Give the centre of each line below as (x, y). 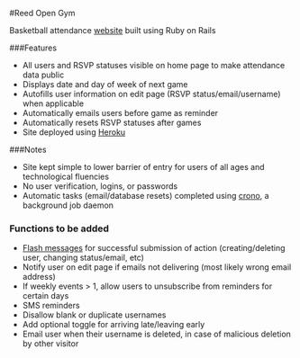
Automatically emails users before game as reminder (120, 113)
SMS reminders (51, 306)
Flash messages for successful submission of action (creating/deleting (154, 248)
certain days (45, 296)
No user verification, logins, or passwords (100, 186)
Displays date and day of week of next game (105, 84)
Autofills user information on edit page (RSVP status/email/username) (151, 94)
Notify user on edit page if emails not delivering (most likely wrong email (157, 267)
